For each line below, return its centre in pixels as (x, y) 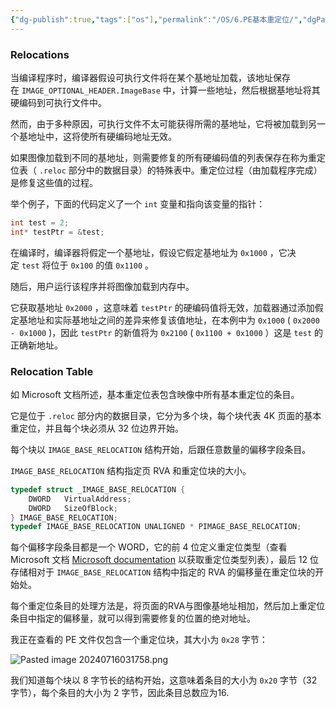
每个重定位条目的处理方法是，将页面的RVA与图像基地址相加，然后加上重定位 (168, 606)
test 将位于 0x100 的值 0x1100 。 (88, 265)
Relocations (40, 54)
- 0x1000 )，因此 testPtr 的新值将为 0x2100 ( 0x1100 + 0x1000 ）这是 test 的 (167, 332)
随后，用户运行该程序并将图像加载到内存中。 (102, 286)
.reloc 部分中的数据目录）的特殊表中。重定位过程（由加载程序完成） (180, 170)
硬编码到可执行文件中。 (58, 102)
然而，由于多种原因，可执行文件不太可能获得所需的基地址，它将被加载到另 (163, 123)
